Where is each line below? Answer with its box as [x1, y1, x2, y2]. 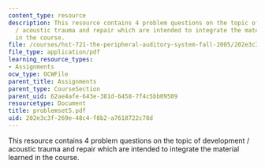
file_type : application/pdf [8, 48, 101, 56]
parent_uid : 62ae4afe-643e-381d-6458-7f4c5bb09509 [8, 92, 178, 100]
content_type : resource [8, 11, 87, 20]
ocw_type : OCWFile [8, 70, 69, 78]
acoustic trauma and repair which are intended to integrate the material [8, 144, 240, 154]
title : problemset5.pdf [8, 107, 87, 115]
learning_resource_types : [8, 56, 93, 64]
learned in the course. [8, 152, 80, 162]
